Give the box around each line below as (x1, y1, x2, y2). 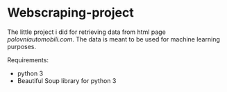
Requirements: (7, 55, 49, 64)
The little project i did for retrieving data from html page (7, 28, 167, 36)
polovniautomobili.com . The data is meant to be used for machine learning (7, 35, 220, 43)
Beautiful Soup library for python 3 (17, 76, 117, 84)
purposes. (7, 42, 37, 50)
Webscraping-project (7, 5, 134, 21)
